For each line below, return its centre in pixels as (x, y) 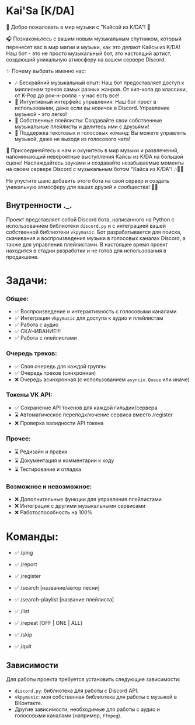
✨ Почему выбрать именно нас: (46, 71)
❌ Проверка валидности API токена (59, 423)
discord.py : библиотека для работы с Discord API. (76, 691)
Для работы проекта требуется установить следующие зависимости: (93, 679)
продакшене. (22, 257)
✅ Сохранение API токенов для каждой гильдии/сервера (86, 408)
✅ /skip (23, 635)
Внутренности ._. (39, 205)
